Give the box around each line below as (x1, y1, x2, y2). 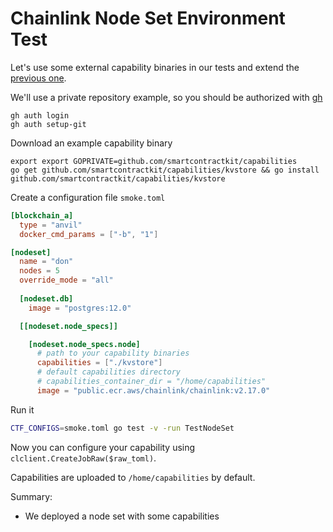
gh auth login (10, 110, 70, 121)
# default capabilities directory (36, 367, 182, 377)
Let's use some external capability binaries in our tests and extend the (10, 61, 300, 73)
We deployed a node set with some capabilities (24, 510, 220, 522)
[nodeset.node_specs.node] (28, 339, 141, 349)
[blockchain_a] (10, 210, 74, 221)
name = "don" (19, 257, 74, 267)
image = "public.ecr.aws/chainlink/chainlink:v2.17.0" (36, 385, 271, 396)
